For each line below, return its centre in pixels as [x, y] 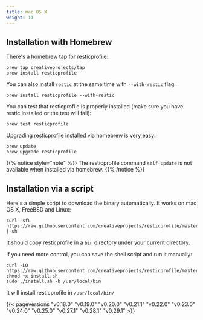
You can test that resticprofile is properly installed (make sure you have [95, 107]
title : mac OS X [27, 12]
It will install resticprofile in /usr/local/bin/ [60, 293]
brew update [21, 147]
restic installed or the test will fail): [49, 113]
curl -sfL [19, 221]
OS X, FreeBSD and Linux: [39, 210]
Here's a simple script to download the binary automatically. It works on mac [101, 203]
